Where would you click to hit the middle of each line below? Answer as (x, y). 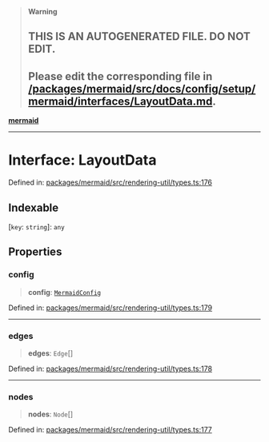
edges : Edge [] (50, 353)
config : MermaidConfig (64, 292)
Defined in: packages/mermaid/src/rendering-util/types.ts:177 (110, 430)
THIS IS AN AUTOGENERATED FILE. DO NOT (139, 36)
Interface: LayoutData (82, 160)
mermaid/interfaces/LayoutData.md (120, 101)
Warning (42, 12)
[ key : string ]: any (37, 226)
